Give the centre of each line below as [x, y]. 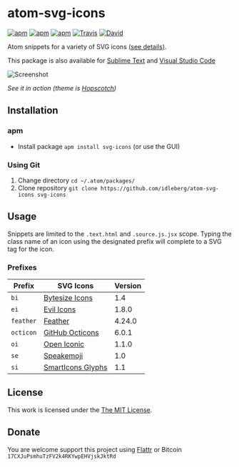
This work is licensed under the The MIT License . [80, 410]
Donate [24, 432]
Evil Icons [60, 309]
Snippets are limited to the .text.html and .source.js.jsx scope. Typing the [119, 234]
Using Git [24, 165]
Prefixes [22, 267]
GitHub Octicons [71, 333]
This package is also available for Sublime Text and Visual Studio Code [112, 60]
